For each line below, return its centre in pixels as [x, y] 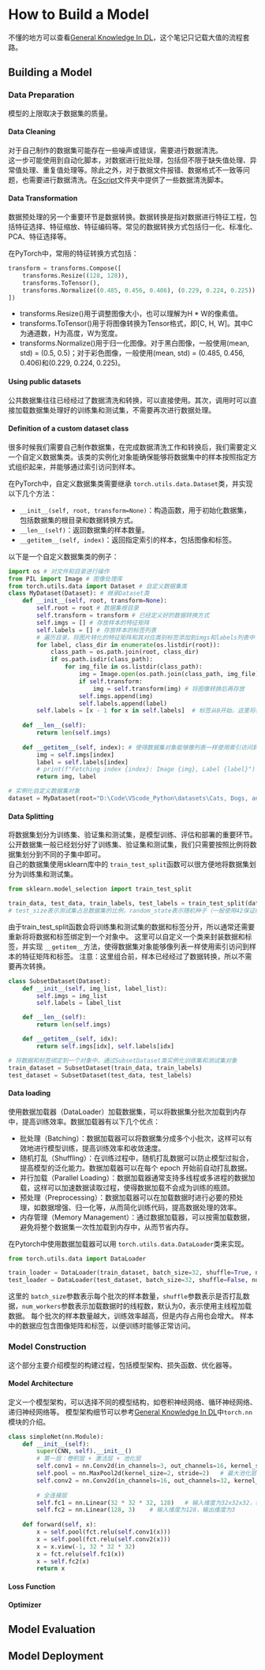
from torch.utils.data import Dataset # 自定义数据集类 [98, 586]
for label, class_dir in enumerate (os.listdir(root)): [129, 644]
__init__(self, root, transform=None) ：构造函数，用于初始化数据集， [135, 510]
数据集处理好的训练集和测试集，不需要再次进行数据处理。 [122, 410]
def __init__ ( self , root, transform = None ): [95, 601]
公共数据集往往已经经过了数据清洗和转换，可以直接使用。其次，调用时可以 [129, 400]
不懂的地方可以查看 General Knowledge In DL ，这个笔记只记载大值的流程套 [129, 37]
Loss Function [32, 1586]
